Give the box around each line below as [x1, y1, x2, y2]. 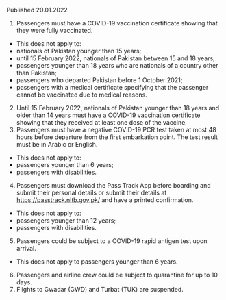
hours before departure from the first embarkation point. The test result [16, 133, 218, 141]
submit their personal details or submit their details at [16, 188, 167, 197]
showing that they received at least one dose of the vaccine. [16, 118, 188, 126]
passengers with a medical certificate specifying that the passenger [16, 84, 209, 91]
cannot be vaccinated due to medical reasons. [16, 90, 148, 99]
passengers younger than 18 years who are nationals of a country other [16, 62, 218, 69]
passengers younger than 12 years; [16, 216, 116, 225]
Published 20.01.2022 [6, 6, 68, 14]
